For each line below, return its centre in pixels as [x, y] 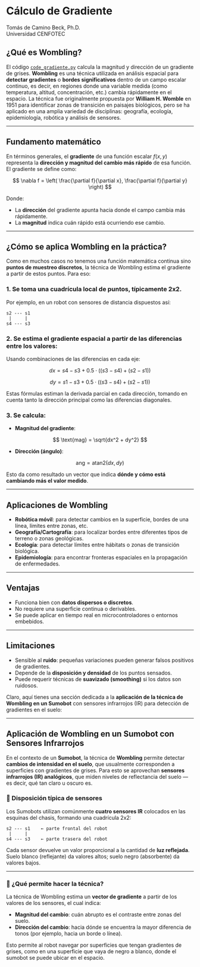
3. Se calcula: [26, 415]
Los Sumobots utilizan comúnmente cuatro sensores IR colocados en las [96, 811]
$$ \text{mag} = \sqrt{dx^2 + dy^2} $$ [100, 440]
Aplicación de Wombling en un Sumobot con [90, 734]
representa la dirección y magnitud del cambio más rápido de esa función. [99, 163]
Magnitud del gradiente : [45, 428]
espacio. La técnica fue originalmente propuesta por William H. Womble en [99, 98]
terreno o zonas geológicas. [49, 539]
